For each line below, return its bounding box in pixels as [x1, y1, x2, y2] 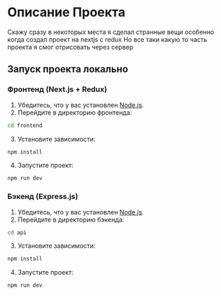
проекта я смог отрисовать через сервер [7, 42, 134, 51]
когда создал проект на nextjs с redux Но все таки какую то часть [7, 35, 208, 43]
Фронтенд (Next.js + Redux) [7, 84, 108, 94]
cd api [7, 229, 27, 236]
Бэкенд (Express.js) [7, 192, 79, 202]
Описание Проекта [7, 4, 126, 21]
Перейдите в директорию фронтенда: [17, 108, 132, 117]
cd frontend [7, 122, 42, 129]
